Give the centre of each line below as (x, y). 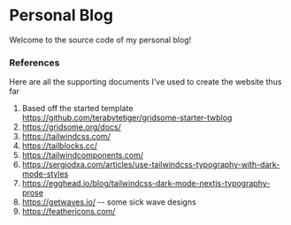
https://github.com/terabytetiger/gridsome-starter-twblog (127, 118)
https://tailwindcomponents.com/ (83, 155)
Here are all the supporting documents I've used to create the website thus (145, 82)
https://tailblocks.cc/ (60, 146)
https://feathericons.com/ (69, 212)
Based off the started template (77, 109)
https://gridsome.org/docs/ (71, 127)
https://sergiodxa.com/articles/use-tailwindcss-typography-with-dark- (151, 165)
